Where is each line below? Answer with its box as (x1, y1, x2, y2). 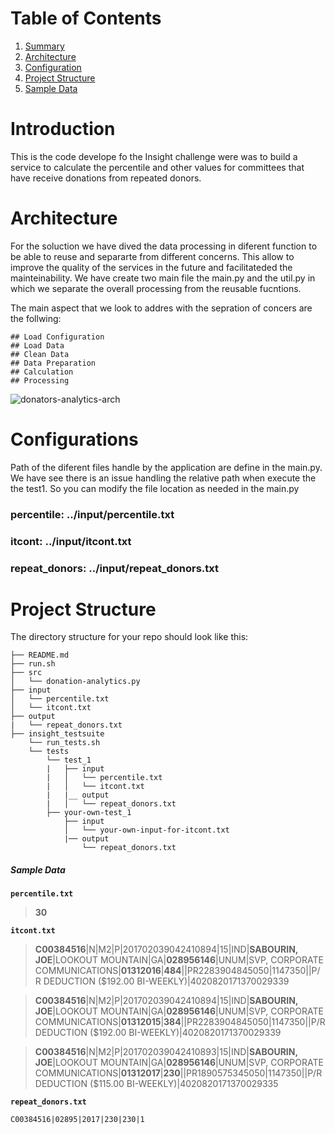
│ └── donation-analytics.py (10, 677, 141, 687)
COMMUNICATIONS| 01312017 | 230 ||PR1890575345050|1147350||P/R (34, 1067, 323, 1079)
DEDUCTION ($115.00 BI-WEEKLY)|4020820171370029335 (34, 1078, 279, 1090)
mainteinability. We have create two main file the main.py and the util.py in (10, 272, 316, 284)
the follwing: (10, 312, 62, 324)
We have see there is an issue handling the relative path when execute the (10, 472, 317, 484)
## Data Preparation (10, 358, 97, 368)
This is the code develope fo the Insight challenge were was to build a (10, 150, 298, 162)
